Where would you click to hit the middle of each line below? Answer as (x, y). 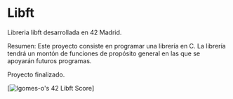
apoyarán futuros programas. (49, 60)
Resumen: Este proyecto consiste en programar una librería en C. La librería (116, 46)
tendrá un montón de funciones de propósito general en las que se (104, 53)
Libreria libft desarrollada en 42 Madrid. (65, 32)
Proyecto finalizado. (36, 74)
